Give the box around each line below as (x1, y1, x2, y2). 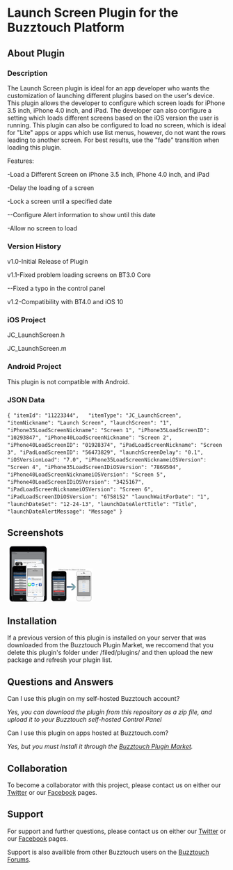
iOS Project (7, 315, 47, 325)
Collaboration (7, 762, 67, 774)
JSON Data (7, 395, 45, 404)
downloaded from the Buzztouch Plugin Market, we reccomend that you (7, 641, 214, 649)
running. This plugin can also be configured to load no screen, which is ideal (7, 120, 226, 129)
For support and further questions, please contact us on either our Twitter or (7, 827, 226, 835)
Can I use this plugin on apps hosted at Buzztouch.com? (7, 729, 169, 737)
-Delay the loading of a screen (7, 183, 95, 192)
